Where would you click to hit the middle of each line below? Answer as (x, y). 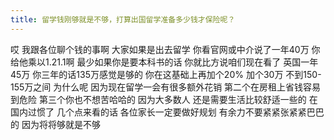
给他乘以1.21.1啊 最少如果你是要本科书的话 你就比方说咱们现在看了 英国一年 (164, 62)
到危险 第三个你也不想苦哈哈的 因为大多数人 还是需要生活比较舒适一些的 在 (164, 99)
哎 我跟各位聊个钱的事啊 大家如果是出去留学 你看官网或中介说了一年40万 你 (165, 49)
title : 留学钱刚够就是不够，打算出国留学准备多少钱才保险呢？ (123, 19)
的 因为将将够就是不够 (55, 124)
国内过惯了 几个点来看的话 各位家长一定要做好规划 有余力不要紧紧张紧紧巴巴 (167, 112)
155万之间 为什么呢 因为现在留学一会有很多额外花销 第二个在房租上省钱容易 (166, 87)
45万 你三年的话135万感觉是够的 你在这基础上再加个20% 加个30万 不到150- (166, 74)
